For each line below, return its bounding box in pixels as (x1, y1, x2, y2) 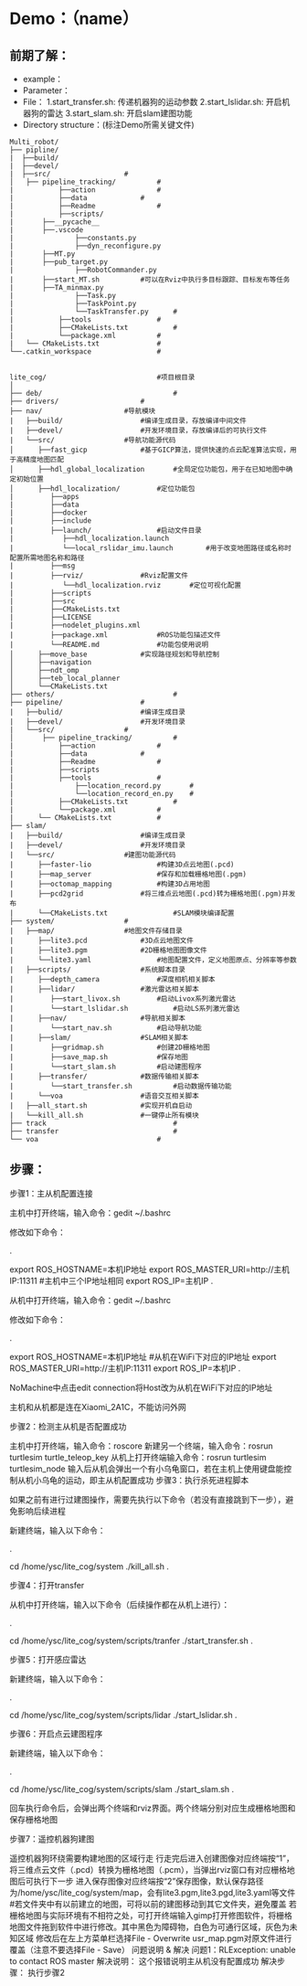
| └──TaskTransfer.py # (9, 307, 178, 316)
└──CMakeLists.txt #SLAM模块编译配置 (37, 908, 235, 918)
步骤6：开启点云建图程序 (9, 1728, 103, 1739)
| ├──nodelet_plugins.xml (9, 621, 142, 630)
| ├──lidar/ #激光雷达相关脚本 (9, 984, 199, 993)
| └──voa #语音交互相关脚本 (9, 1091, 199, 1100)
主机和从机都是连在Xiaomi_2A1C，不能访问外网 (9, 1401, 186, 1412)
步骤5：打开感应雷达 (9, 1653, 87, 1664)
